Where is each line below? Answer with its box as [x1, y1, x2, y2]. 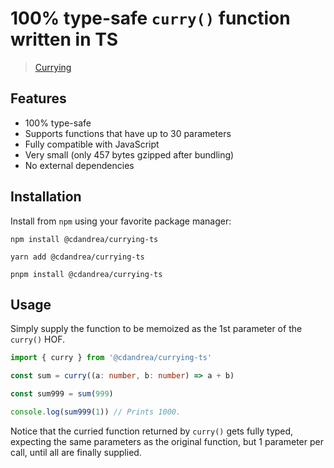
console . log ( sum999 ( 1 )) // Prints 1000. [10, 407, 182, 417]
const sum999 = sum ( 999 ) [10, 389, 114, 399]
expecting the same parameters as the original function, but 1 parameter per [10, 435, 324, 447]
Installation [10, 188, 82, 206]
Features [10, 90, 67, 107]
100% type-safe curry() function [10, 7, 291, 30]
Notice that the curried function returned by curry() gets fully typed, [10, 425, 294, 437]
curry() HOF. [10, 333, 65, 346]
